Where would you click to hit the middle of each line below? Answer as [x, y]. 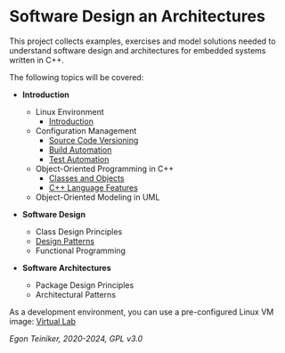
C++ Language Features [93, 187]
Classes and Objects [86, 178]
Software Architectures [66, 267]
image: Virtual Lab [43, 321]
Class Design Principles [79, 231]
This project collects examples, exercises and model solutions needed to [142, 41]
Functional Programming [81, 250]
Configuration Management [86, 130]
